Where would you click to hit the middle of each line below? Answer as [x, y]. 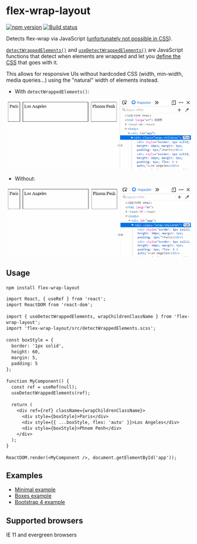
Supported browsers [45, 521]
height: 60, [26, 352]
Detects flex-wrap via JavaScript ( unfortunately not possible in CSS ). [89, 38]
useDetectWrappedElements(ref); [51, 393]
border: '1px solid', [38, 346]
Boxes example [33, 496]
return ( [22, 405]
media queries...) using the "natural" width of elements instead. [83, 80]
